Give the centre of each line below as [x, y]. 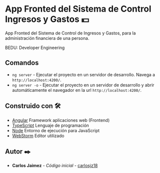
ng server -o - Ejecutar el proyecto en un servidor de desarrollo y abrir [83, 85]
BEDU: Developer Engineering [35, 48]
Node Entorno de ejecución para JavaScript [56, 130]
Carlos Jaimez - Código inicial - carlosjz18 [55, 166]
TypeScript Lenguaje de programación [50, 125]
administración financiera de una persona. [47, 38]
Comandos [22, 63]
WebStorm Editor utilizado [38, 136]
